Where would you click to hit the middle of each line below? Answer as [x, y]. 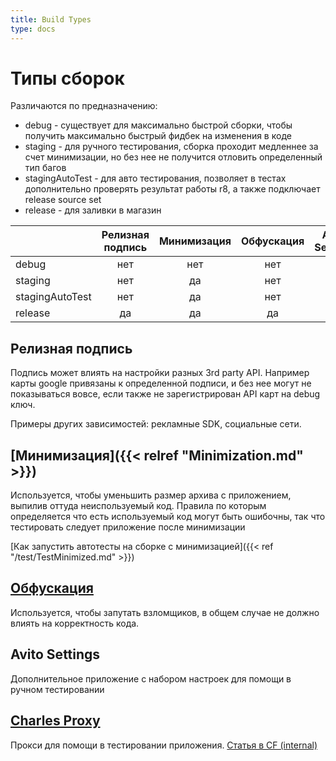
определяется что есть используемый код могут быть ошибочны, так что [168, 517]
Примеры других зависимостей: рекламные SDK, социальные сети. [156, 424]
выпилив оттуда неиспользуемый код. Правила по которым [138, 506]
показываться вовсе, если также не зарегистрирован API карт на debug [165, 394]
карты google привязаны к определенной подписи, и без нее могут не [161, 383]
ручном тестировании [57, 689]
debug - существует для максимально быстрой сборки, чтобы [158, 125]
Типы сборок [67, 78]
